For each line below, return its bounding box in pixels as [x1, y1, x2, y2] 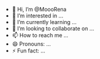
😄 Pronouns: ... [12, 40, 52, 48]
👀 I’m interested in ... [12, 12, 64, 19]
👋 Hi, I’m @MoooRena [12, 6, 67, 13]
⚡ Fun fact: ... [12, 47, 45, 54]
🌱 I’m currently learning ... [12, 19, 77, 25]
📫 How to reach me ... [12, 32, 68, 39]
